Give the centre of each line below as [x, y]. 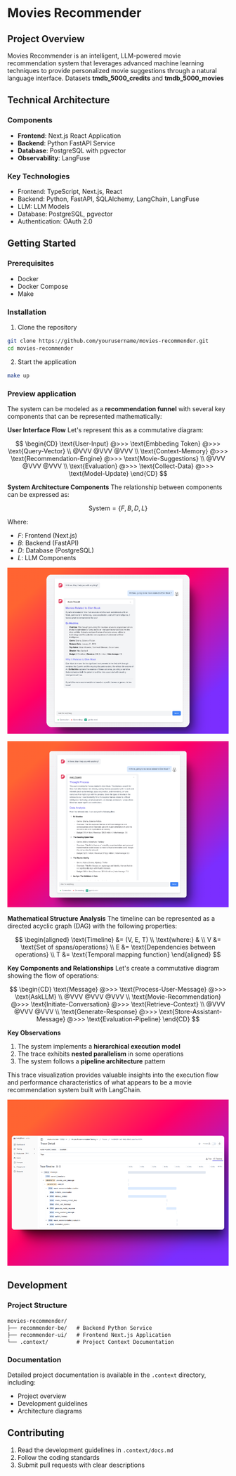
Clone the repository [47, 327]
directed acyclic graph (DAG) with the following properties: [92, 926]
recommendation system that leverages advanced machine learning [106, 63]
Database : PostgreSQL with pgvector [72, 150]
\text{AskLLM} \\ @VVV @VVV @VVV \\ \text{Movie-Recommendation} [118, 997]
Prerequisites [31, 264]
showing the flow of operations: [53, 976]
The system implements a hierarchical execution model [99, 1046]
